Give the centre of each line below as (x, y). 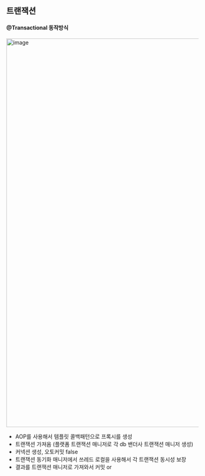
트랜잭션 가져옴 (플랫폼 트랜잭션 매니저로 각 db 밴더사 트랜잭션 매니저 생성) (104, 444)
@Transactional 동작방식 (38, 27)
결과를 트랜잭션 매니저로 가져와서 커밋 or (63, 467)
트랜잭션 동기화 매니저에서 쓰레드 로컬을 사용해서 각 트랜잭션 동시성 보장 (101, 459)
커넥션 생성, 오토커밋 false (46, 452)
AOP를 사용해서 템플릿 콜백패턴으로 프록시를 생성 (74, 436)
